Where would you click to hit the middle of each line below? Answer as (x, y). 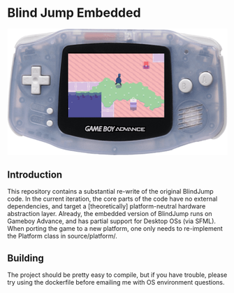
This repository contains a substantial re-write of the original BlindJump (111, 192)
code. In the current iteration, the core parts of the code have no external (112, 199)
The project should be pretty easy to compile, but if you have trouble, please (117, 275)
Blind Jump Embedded (74, 13)
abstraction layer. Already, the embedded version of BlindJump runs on (110, 214)
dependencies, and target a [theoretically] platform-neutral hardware (107, 206)
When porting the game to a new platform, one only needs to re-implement (115, 229)
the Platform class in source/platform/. (62, 236)
